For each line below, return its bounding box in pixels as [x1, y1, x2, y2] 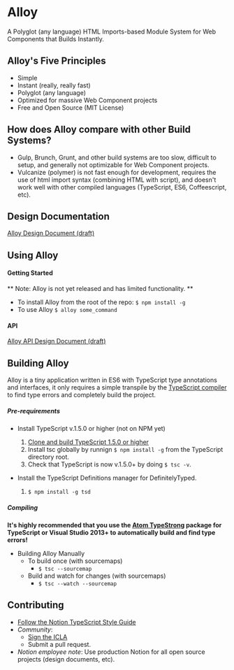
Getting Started [7, 269, 54, 277]
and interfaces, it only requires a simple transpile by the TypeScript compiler [7, 383, 227, 392]
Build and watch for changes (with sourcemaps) [27, 571, 166, 580]
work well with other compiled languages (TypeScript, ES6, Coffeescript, [17, 183, 227, 191]
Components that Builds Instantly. [7, 34, 105, 43]
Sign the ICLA [27, 632, 68, 641]
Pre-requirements [7, 406, 61, 415]
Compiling [7, 503, 38, 511]
